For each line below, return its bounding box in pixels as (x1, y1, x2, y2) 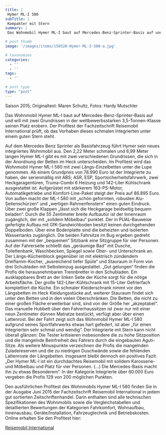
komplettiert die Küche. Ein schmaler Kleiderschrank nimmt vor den (5, 285, 142, 291)
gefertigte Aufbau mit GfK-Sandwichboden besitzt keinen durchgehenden (5, 221, 156, 227)
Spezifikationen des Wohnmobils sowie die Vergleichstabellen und (5, 399, 140, 405)
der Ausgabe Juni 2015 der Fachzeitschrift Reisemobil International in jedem (5, 389, 160, 394)
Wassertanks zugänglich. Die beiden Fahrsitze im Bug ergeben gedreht (5, 232, 150, 238)
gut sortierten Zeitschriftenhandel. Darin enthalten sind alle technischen (5, 394, 151, 400)
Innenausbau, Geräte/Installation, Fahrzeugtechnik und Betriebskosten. (5, 410, 150, 416)
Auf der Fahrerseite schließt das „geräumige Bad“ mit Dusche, (5, 243, 132, 249)
